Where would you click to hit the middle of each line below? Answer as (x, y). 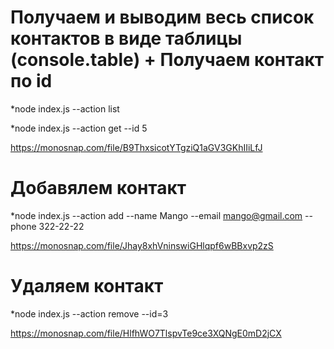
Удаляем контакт (87, 286)
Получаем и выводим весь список (162, 17)
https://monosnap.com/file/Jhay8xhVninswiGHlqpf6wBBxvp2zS (142, 245)
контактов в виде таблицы (126, 38)
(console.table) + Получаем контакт (167, 60)
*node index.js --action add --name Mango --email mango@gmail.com (156, 215)
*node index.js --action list (65, 108)
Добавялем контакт (98, 188)
